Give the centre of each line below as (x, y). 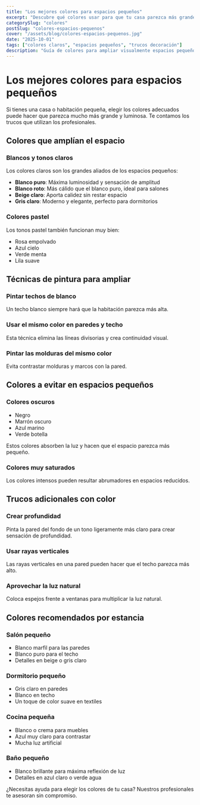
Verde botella (31, 434)
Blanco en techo (35, 695)
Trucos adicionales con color (61, 499)
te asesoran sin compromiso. (42, 795)
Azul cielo (27, 248)
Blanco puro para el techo (46, 654)
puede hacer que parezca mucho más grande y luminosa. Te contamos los (98, 116)
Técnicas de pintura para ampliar (68, 279)
